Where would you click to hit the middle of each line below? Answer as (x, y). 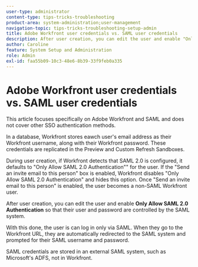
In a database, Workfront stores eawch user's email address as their (89, 137)
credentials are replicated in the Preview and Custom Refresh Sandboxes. (95, 149)
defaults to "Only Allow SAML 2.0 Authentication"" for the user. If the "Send (98, 167)
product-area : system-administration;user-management (74, 22)
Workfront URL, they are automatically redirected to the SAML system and (96, 234)
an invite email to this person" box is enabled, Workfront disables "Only (93, 173)
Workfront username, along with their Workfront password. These (86, 143)
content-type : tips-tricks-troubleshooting (60, 17)
